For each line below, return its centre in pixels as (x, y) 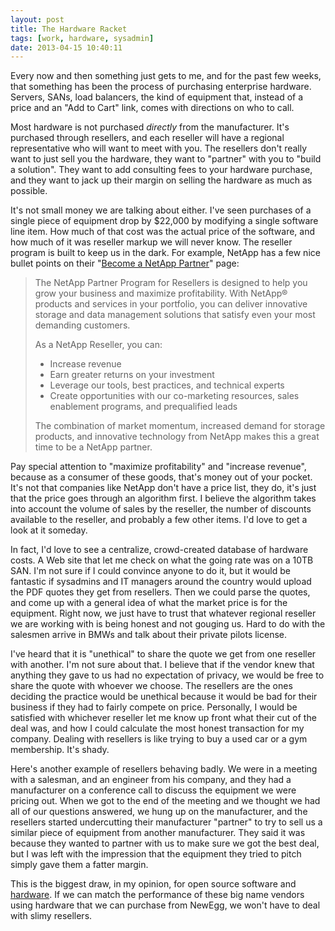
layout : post (37, 19)
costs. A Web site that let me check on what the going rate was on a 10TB (162, 560)
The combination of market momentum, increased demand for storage (180, 426)
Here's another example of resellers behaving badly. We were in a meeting (164, 769)
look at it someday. (49, 530)
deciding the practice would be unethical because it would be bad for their (164, 697)
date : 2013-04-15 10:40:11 (66, 47)
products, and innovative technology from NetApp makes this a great (177, 437)
